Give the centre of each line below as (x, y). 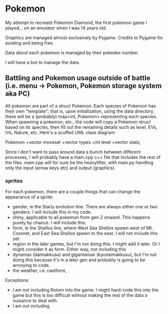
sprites (14, 181)
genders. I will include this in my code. (52, 212)
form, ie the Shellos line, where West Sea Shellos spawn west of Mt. (83, 228)
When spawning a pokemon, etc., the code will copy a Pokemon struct (78, 122)
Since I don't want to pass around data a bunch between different (73, 152)
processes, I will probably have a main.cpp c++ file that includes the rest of (83, 157)
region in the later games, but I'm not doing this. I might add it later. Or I (86, 244)
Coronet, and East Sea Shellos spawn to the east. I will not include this (85, 233)
